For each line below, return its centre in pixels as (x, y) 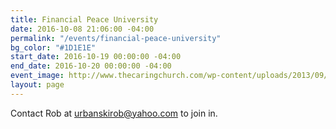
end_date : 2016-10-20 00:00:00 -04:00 (91, 66)
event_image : (37, 76)
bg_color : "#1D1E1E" (53, 47)
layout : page (37, 85)
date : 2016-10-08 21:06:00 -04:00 (82, 29)
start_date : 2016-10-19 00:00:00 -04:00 (96, 57)
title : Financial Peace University (84, 19)
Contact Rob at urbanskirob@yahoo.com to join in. (114, 113)
